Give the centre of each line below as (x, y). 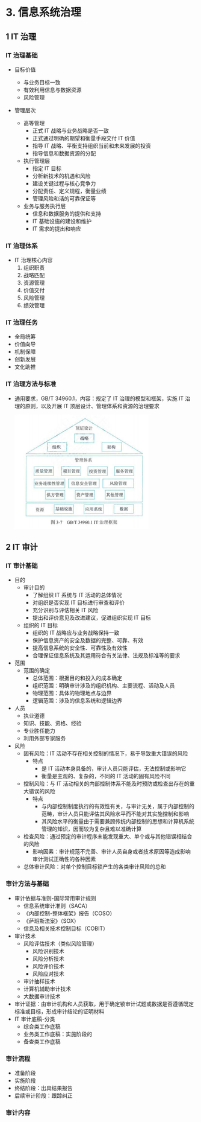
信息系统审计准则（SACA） (57, 905)
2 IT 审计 (22, 547)
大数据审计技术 (42, 996)
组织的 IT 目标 (41, 625)
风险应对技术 (48, 974)
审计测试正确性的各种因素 (64, 859)
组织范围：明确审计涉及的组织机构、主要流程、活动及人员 (104, 686)
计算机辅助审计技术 (47, 989)
